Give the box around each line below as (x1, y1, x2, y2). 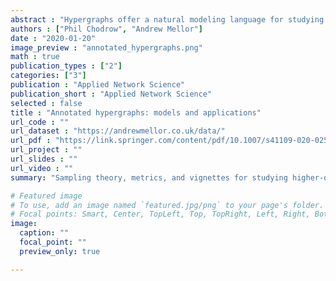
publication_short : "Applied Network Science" (10, 89, 213, 99)
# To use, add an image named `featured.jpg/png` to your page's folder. (10, 200, 325, 210)
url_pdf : (10, 136, 52, 146)
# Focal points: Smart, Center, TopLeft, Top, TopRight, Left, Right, (10, 209, 311, 220)
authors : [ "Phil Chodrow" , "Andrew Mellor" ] (10, 24, 203, 34)
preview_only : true (19, 246, 101, 256)
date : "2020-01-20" (10, 33, 97, 43)
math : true (10, 52, 60, 62)
